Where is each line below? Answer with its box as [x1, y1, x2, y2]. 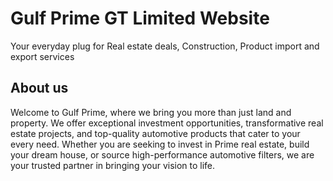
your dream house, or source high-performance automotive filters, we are [10, 148, 315, 161]
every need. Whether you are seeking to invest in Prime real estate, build [10, 138, 310, 150]
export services [10, 50, 75, 62]
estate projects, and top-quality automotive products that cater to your [10, 127, 301, 139]
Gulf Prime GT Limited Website [10, 7, 270, 30]
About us [10, 80, 69, 97]
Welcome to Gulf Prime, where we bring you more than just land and [10, 106, 292, 118]
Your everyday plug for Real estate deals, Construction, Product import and [10, 40, 320, 52]
